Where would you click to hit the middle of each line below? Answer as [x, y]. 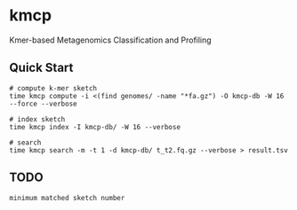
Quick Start [41, 68]
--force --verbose [43, 104]
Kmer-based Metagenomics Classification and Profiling [110, 40]
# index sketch [37, 119]
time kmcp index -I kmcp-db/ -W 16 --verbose [95, 127]
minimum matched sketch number [67, 198]
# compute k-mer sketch [53, 88]
